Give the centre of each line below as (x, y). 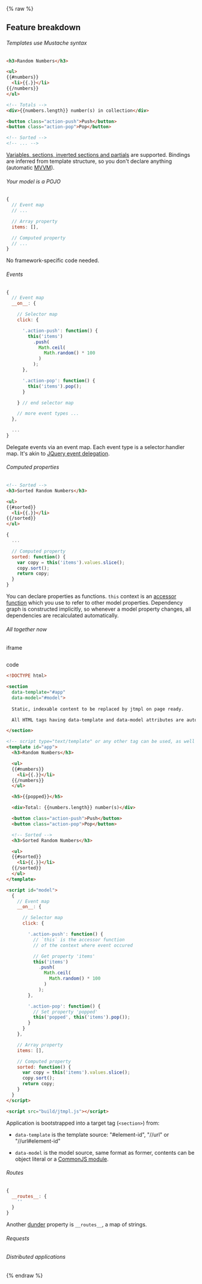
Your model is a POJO (34, 181)
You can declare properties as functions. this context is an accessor (91, 596)
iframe (14, 648)
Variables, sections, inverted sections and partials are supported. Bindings (98, 155)
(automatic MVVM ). (31, 168)
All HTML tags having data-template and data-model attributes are (98, 720)
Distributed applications (36, 1257)
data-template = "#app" (39, 692)
